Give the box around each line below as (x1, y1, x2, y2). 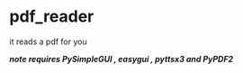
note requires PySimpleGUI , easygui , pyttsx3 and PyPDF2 (9, 53, 234, 64)
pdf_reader (9, 6, 94, 27)
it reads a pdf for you (9, 36, 87, 47)
